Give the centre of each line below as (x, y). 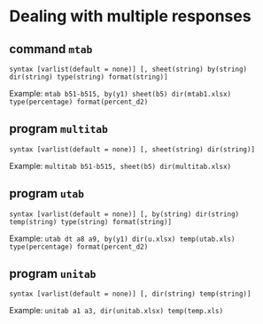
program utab (47, 193)
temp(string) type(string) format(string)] (91, 222)
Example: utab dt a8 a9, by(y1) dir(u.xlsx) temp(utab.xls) (122, 238)
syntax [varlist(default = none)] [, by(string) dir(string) (124, 214)
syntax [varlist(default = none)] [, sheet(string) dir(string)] (132, 149)
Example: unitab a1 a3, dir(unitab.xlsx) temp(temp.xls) (116, 311)
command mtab (51, 49)
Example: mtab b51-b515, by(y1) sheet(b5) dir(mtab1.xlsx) (120, 93)
